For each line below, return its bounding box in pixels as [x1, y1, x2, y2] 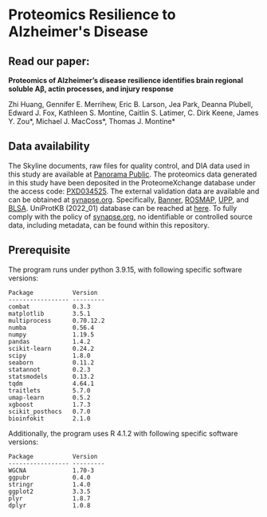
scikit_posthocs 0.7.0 [8, 408, 91, 416]
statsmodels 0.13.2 [8, 372, 94, 380]
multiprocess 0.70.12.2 [8, 316, 105, 324]
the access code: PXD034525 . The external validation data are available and [8, 186, 260, 196]
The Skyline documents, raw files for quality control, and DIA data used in [8, 161, 250, 170]
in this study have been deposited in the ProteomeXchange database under [8, 177, 256, 187]
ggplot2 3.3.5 [8, 487, 91, 495]
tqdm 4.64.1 [8, 380, 94, 388]
